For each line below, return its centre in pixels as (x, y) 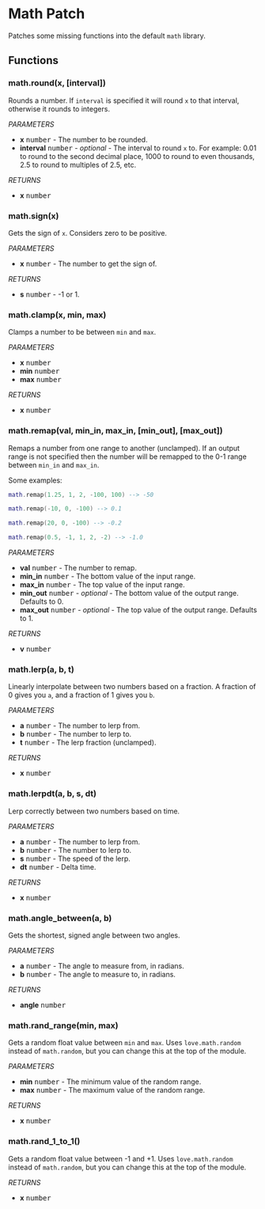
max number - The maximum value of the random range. (112, 1090)
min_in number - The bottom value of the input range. (108, 576)
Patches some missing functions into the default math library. (107, 36)
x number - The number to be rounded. (83, 139)
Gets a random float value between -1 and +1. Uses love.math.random (121, 1158)
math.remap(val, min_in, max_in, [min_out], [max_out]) (115, 430)
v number (35, 649)
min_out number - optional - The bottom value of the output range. (129, 593)
